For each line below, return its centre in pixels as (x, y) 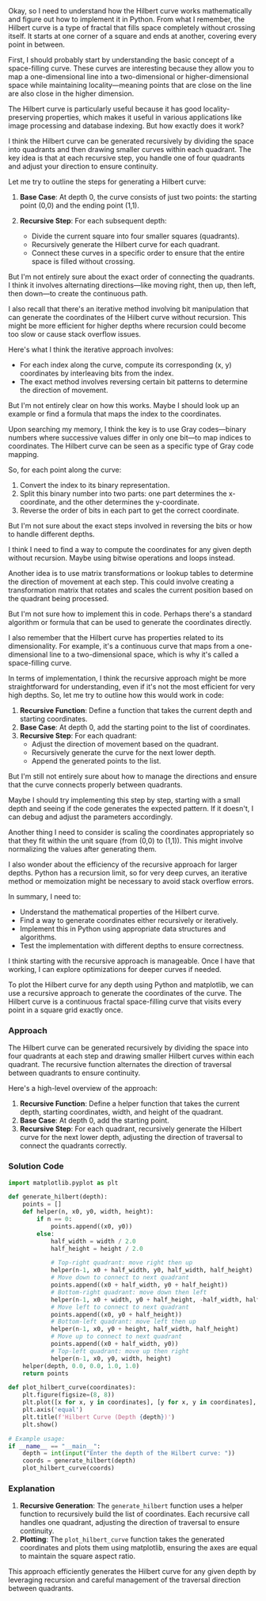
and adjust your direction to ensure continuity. (83, 166)
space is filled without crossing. (83, 261)
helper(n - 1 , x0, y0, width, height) (111, 1359)
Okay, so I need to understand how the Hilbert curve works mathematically (130, 11)
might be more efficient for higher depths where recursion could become (127, 326)
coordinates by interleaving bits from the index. (97, 373)
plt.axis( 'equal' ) (53, 1410)
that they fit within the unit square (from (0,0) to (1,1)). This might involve (125, 841)
